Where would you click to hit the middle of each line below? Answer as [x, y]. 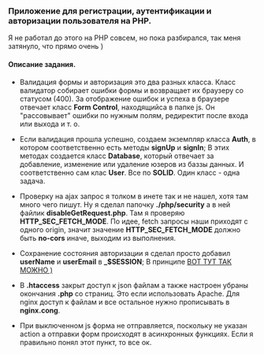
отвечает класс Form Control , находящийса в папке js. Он [117, 107]
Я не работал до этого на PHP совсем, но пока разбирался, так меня [125, 38]
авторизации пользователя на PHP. [80, 20]
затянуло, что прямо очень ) [56, 46]
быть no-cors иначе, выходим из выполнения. [97, 238]
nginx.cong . [40, 310]
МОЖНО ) [36, 270]
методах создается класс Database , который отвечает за [117, 156]
